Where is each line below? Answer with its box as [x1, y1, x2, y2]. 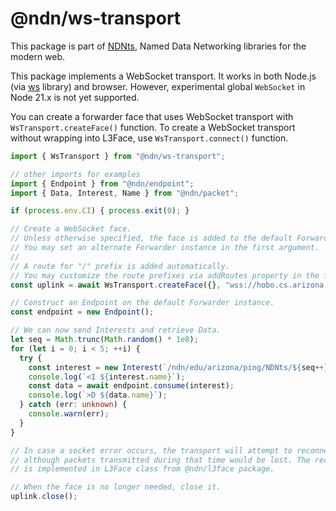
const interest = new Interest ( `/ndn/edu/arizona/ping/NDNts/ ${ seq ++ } [28, 362, 329, 372]
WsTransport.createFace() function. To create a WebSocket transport [10, 121, 296, 133]
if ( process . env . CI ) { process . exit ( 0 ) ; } [10, 206, 190, 216]
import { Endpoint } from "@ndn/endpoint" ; [10, 178, 195, 189]
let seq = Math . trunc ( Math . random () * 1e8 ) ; [10, 335, 199, 345]
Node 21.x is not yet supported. [10, 91, 140, 103]
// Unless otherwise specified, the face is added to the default [10, 233, 293, 244]
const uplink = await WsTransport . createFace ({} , [10, 280, 222, 290]
